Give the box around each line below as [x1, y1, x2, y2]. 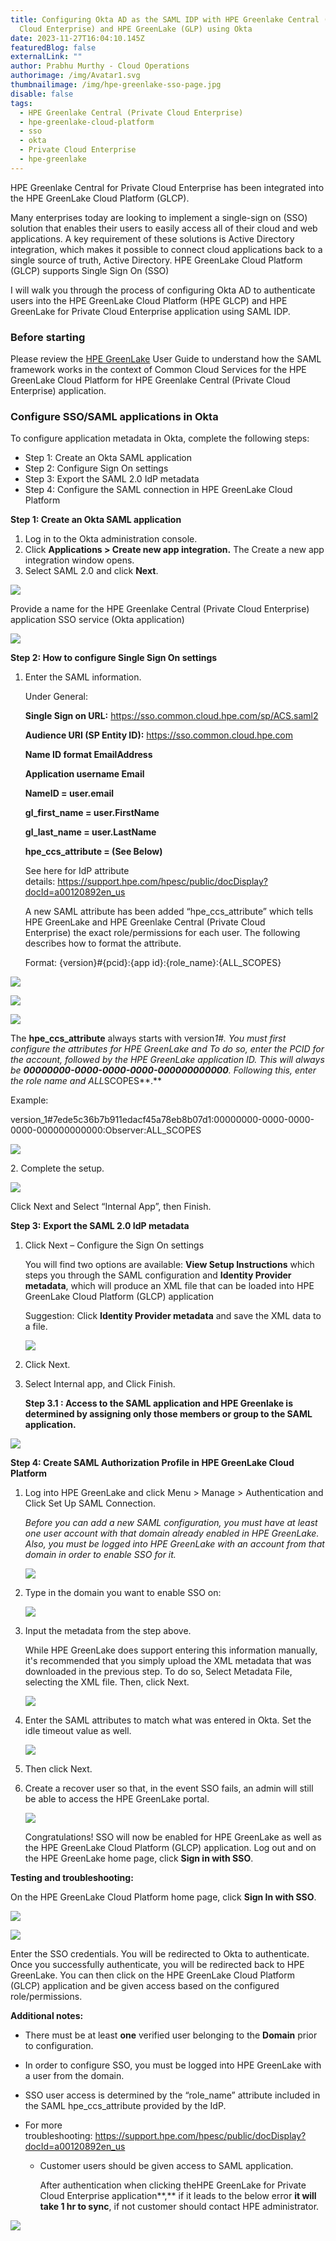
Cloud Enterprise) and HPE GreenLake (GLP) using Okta [19, 24, 253, 34]
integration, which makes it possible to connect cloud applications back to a [10, 243, 323, 255]
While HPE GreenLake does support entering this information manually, [24, 1644, 318, 1656]
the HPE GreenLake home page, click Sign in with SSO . [24, 1852, 254, 1865]
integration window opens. [24, 554, 135, 566]
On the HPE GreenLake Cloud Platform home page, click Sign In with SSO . [10, 1891, 317, 1903]
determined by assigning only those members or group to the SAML [24, 1408, 313, 1420]
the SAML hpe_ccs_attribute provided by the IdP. [24, 2100, 227, 2112]
